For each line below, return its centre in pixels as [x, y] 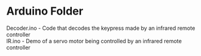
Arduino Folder [45, 11]
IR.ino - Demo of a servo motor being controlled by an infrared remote [94, 41]
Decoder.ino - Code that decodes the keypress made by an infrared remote [101, 28]
